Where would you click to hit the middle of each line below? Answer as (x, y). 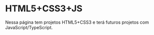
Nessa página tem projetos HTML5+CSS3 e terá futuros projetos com (77, 22)
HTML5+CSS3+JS (44, 9)
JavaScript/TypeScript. (29, 27)
